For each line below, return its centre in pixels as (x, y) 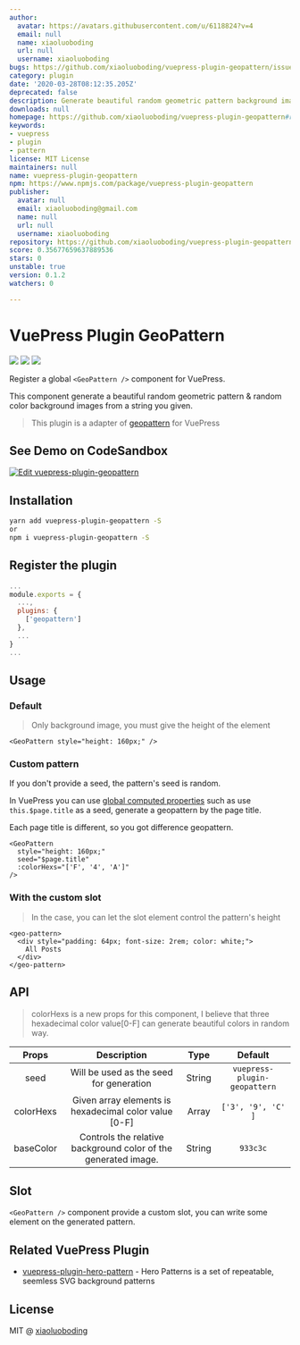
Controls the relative (121, 1137)
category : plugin (42, 76)
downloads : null (39, 109)
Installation (41, 500)
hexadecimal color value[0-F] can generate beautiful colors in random (160, 1023)
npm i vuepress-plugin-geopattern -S (79, 537)
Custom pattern (44, 764)
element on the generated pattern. (72, 1222)
